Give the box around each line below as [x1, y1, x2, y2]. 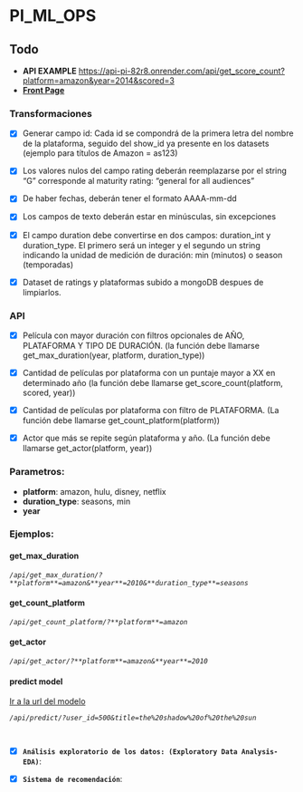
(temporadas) [22, 259, 74, 270]
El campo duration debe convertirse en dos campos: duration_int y [22, 229, 271, 240]
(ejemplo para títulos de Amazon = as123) [22, 148, 178, 159]
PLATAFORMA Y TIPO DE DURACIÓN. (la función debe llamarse [22, 341, 260, 352]
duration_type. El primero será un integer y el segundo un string [22, 239, 260, 250]
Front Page [22, 85, 65, 95]
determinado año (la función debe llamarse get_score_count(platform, [22, 378, 283, 389]
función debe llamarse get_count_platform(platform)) [22, 415, 220, 426]
